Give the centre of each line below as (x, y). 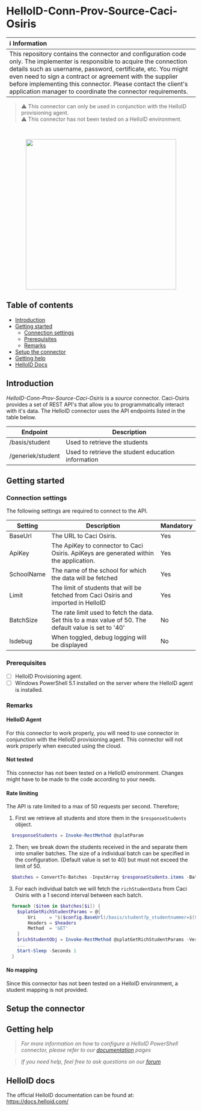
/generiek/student (35, 455)
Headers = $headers (52, 923)
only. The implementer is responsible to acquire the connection (98, 61)
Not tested (20, 760)
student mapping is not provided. (47, 989)
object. (23, 825)
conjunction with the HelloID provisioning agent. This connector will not (95, 739)
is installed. (29, 689)
